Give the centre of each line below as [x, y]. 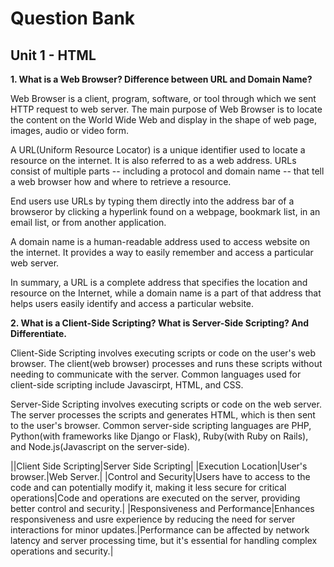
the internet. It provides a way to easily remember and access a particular [162, 252]
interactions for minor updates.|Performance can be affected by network [160, 530]
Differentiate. [38, 333]
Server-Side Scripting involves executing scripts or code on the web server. [166, 404]
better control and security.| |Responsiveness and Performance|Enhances [162, 508]
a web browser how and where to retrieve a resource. [121, 181]
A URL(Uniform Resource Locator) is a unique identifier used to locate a [158, 150]
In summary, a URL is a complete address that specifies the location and [159, 282]
